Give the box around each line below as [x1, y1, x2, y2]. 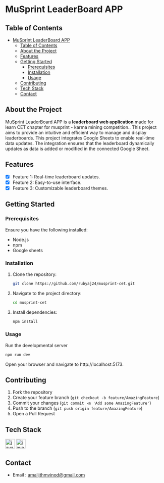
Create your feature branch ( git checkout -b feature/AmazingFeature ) [12, 395, 160, 401]
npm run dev [5, 352, 30, 357]
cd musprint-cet [12, 300, 47, 305]
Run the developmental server [5, 342, 68, 348]
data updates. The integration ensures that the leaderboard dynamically [5, 140, 155, 146]
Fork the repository [12, 389, 53, 395]
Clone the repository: [12, 271, 57, 277]
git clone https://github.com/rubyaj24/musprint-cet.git [12, 281, 135, 286]
